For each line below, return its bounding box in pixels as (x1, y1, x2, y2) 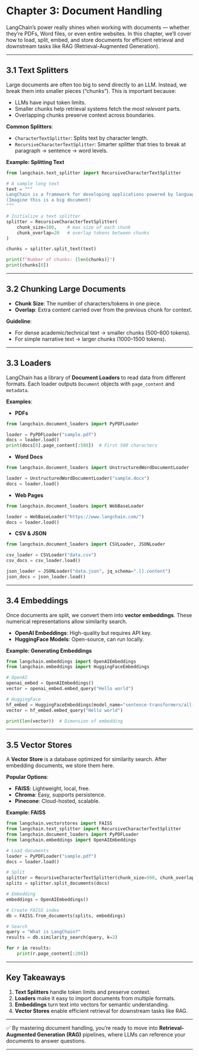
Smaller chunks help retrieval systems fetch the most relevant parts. (14, 105, 181, 112)
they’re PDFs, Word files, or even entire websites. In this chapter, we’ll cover (6, 30, 191, 37)
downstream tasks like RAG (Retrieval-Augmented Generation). (6, 43, 160, 50)
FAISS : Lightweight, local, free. (14, 785, 91, 792)
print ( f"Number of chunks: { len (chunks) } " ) (6, 256, 115, 263)
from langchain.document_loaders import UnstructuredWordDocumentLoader (6, 465, 190, 471)
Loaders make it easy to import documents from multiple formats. (14, 994, 176, 1002)
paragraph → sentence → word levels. (14, 147, 108, 154)
